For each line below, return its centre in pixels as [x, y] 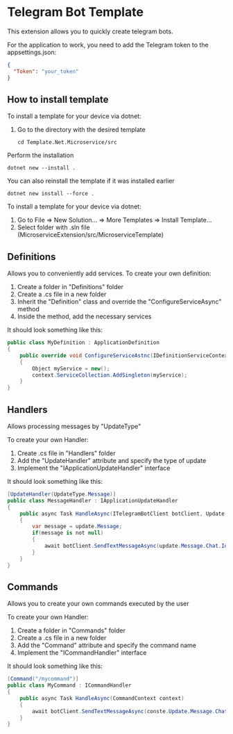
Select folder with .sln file [53, 227]
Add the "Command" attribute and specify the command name [106, 645]
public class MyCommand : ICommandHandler [69, 685]
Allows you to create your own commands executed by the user [98, 604]
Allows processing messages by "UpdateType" [74, 426]
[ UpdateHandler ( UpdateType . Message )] [62, 494]
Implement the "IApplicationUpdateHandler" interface [94, 468]
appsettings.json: [32, 52]
